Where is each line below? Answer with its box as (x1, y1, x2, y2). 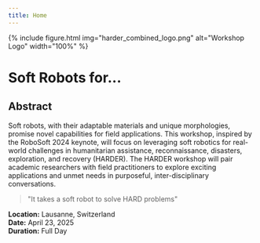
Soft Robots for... (8, 68, 122, 86)
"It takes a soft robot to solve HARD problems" (27, 194, 178, 204)
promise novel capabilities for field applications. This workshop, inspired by (8, 129, 253, 138)
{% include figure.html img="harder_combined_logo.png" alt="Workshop (8, 33, 245, 42)
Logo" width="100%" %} (8, 41, 89, 51)
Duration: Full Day (8, 226, 68, 235)
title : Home (8, 11, 47, 20)
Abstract (8, 100, 53, 114)
